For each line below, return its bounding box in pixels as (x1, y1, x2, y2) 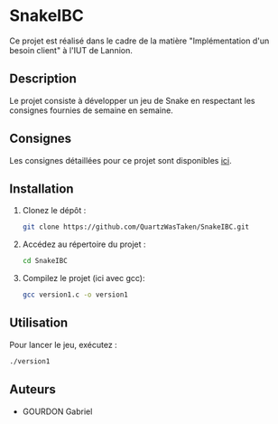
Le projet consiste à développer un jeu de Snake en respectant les (9, 95, 255, 106)
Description (9, 71, 77, 87)
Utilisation (9, 316, 69, 331)
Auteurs (9, 382, 57, 398)
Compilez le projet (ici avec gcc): (22, 273, 145, 284)
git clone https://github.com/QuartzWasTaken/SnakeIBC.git (22, 222, 250, 231)
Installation (9, 181, 74, 196)
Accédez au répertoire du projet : (22, 239, 146, 250)
